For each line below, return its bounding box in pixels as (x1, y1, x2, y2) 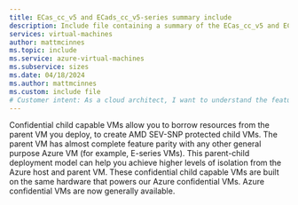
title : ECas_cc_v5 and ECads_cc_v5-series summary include (9, 12, 232, 22)
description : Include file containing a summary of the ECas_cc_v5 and (9, 21, 279, 30)
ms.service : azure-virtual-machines (9, 54, 145, 63)
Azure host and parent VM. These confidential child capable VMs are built (9, 167, 279, 177)
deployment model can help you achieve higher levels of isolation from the (9, 157, 282, 169)
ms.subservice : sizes (9, 63, 90, 72)
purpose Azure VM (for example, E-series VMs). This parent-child (9, 148, 250, 159)
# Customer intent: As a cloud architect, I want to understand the (9, 95, 268, 105)
